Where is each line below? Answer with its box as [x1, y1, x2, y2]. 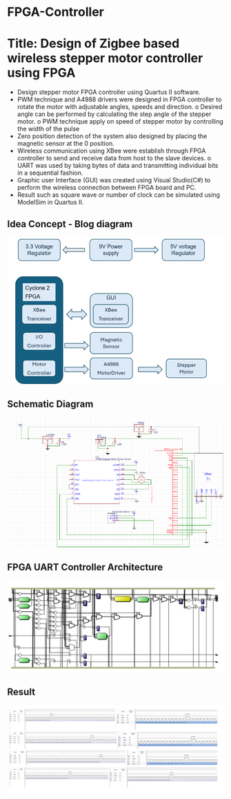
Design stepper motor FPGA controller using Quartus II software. [17, 88, 201, 97]
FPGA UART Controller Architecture [7, 561, 163, 573]
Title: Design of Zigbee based [7, 36, 180, 52]
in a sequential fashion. [17, 169, 83, 177]
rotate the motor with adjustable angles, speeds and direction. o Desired [17, 103, 223, 111]
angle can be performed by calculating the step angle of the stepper [17, 110, 212, 118]
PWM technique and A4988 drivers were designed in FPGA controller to [17, 95, 222, 104]
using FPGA [7, 65, 76, 81]
